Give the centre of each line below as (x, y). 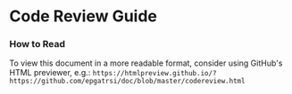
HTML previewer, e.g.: (50, 73)
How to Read (37, 44)
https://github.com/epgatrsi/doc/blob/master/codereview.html (127, 82)
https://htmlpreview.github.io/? (154, 74)
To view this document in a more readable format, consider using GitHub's (146, 63)
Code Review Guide (83, 16)
